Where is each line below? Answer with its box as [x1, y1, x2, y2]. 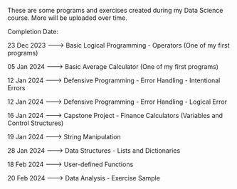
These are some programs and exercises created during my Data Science [7, 6, 223, 14]
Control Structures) [7, 119, 64, 127]
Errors [7, 84, 26, 92]
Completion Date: [7, 28, 59, 36]
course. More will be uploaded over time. [7, 13, 128, 22]
